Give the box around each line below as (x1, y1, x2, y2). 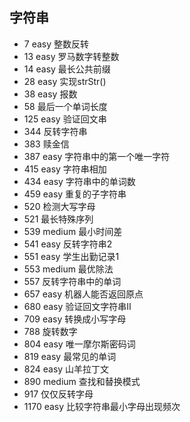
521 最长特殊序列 (23, 213, 94, 225)
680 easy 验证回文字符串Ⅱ (23, 300, 132, 312)
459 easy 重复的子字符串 (23, 188, 127, 200)
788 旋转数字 (23, 325, 78, 337)
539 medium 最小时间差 (23, 225, 123, 237)
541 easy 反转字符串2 (23, 238, 113, 250)
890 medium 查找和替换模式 (23, 375, 141, 387)
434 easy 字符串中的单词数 (23, 175, 136, 187)
